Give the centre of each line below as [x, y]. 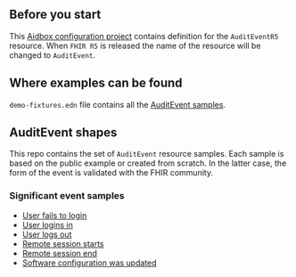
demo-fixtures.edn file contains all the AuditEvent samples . [117, 104]
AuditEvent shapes [63, 133]
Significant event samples [67, 196]
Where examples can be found [96, 83]
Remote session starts [63, 243]
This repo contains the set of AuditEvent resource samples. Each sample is [147, 154]
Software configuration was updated [90, 263]
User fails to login [54, 215]
